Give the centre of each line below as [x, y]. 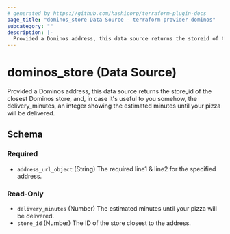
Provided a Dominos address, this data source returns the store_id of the [110, 91]
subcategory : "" [30, 26]
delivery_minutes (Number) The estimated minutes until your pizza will [117, 209]
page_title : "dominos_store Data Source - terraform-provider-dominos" [111, 20]
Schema [25, 135]
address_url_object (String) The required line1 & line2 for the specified [116, 169]
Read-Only [26, 194]
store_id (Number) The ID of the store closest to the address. [104, 223]
